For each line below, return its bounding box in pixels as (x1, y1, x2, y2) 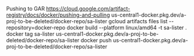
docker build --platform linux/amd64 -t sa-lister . (66, 24, 187, 31)
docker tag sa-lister (6, 30, 55, 38)
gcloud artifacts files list (108, 18, 168, 24)
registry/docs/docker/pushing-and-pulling (6, 11, 110, 18)
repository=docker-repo (6, 24, 66, 31)
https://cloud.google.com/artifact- (46, 5, 131, 12)
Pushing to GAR (6, 5, 45, 12)
